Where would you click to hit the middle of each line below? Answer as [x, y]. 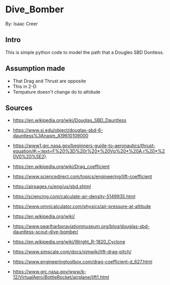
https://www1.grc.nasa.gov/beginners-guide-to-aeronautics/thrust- [84, 146]
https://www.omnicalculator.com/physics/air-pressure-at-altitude [82, 206]
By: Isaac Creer [22, 24]
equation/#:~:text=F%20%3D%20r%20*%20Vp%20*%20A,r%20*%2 [89, 151]
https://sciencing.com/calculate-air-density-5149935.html [74, 197]
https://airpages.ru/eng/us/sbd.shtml [52, 187]
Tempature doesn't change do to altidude [57, 92]
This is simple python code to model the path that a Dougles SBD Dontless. [85, 52]
